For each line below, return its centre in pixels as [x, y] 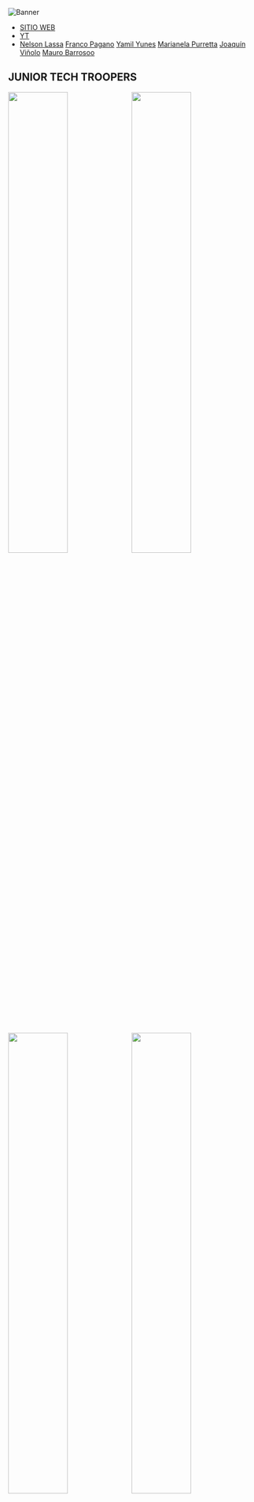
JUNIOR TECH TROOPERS [73, 78]
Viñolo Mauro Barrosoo [57, 52]
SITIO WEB [37, 27]
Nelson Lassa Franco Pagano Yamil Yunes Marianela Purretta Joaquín [133, 44]
